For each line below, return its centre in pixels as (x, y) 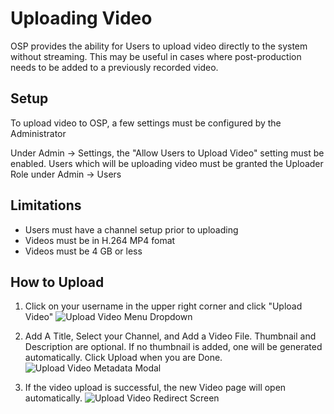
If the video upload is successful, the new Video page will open (155, 388)
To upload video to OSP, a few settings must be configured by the (146, 123)
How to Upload (57, 282)
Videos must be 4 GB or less (83, 251)
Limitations (46, 205)
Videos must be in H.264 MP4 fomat (100, 240)
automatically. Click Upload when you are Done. (123, 358)
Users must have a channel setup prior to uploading (131, 229)
